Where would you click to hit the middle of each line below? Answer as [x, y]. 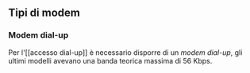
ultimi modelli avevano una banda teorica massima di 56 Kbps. [110, 60]
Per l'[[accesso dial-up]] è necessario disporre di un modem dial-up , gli [125, 52]
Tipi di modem [44, 13]
